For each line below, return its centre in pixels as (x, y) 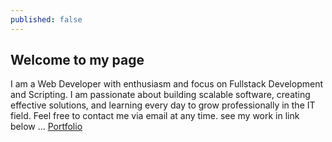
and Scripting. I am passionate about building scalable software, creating (160, 95)
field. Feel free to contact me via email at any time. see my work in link (155, 116)
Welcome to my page (77, 60)
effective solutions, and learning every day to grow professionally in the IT (163, 105)
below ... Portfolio (46, 127)
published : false (46, 19)
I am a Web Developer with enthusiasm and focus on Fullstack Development (167, 84)
